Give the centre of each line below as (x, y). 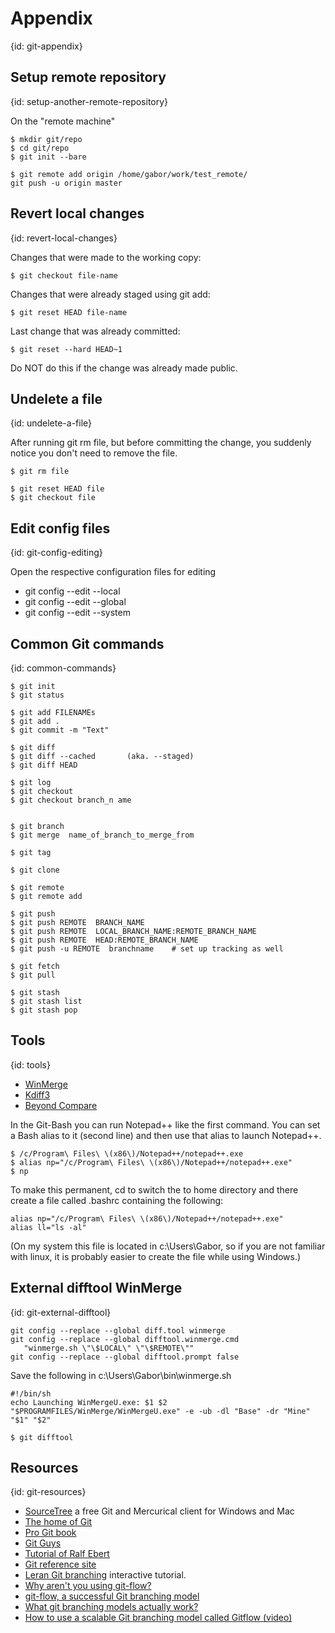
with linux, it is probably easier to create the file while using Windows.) (156, 1256)
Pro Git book (50, 1533)
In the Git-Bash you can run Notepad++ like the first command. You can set (165, 1124)
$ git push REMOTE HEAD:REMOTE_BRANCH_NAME (104, 940)
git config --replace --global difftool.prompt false (125, 1357)
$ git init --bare (48, 157)
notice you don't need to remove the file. (94, 453)
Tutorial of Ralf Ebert (67, 1554)
